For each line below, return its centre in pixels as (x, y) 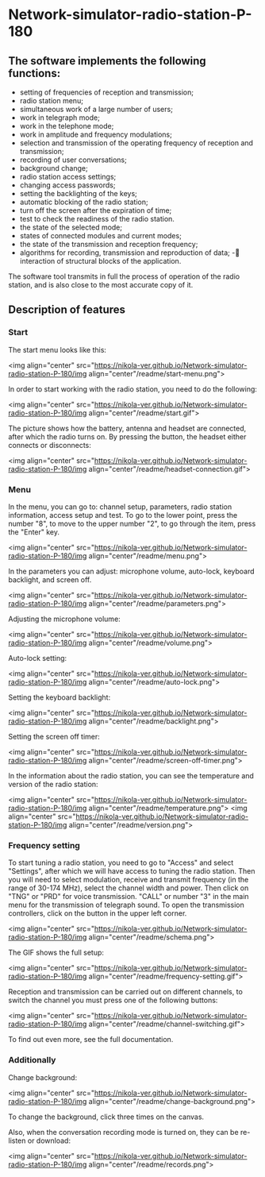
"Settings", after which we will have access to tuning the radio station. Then (132, 871)
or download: (49, 1140)
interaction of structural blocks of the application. (100, 261)
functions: (35, 73)
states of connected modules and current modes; (101, 235)
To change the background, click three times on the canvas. (106, 1117)
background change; (54, 168)
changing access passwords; (67, 185)
